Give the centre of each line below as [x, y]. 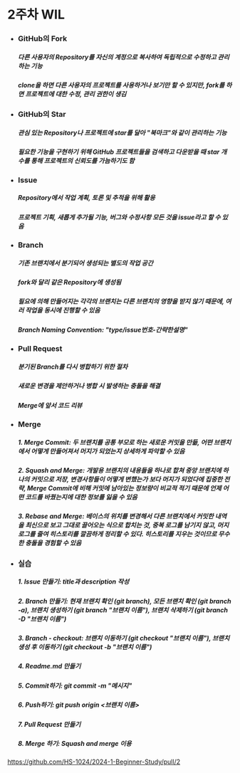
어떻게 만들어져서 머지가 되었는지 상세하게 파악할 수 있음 [108, 451]
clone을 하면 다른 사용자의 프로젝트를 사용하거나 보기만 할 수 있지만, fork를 [121, 85]
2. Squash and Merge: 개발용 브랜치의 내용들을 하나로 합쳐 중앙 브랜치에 [120, 470]
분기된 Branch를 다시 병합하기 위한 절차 [73, 367]
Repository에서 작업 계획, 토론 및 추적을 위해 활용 [86, 198]
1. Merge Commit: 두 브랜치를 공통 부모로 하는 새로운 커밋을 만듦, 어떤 [115, 442]
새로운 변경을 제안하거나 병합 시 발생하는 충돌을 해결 [89, 386]
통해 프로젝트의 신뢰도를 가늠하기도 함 [83, 161]
